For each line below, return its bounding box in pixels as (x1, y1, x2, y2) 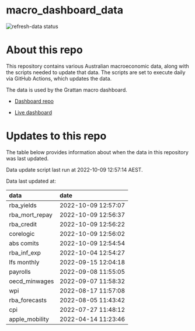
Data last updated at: (6, 177, 57, 184)
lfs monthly (9, 258, 40, 266)
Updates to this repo (6, 130, 107, 143)
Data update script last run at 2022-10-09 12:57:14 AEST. (6, 166, 143, 173)
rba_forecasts (9, 296, 47, 304)
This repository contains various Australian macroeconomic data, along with (6, 62, 190, 69)
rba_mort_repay (9, 211, 53, 219)
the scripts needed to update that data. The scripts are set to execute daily (6, 68, 186, 76)
